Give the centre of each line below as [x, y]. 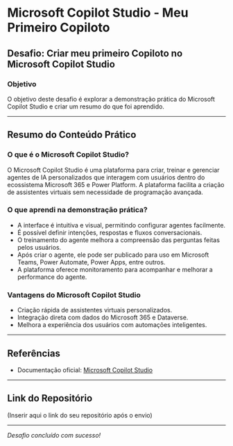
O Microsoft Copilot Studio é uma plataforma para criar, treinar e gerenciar [113, 170]
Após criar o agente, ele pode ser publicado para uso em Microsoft [113, 255]
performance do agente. [52, 277]
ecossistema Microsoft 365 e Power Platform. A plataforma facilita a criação [116, 184]
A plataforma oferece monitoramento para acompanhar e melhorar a [115, 269]
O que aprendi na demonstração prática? [77, 210]
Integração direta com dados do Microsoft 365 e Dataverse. [103, 317]
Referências [34, 353]
